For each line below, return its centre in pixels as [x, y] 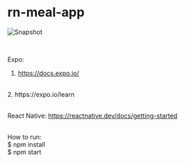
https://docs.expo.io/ [48, 73]
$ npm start [24, 152]
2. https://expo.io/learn [41, 94]
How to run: [25, 137]
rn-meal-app [46, 12]
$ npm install [26, 144]
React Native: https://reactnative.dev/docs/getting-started [92, 116]
